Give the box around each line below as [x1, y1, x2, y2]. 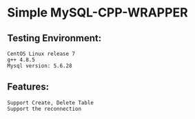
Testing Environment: [7, 32, 102, 44]
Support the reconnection [7, 105, 81, 112]
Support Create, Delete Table [7, 99, 94, 106]
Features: [7, 81, 50, 93]
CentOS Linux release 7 [7, 50, 76, 57]
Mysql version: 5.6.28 [7, 63, 72, 69]
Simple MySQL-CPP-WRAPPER [7, 5, 188, 21]
